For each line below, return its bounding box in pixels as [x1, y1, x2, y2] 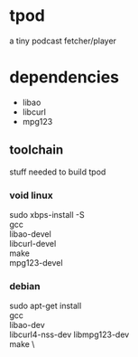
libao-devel [9, 228, 51, 240]
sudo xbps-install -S [9, 209, 85, 220]
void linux [9, 189, 53, 202]
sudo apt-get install [9, 300, 82, 312]
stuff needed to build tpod [9, 166, 106, 177]
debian [9, 279, 41, 292]
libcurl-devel [9, 238, 57, 249]
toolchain [9, 142, 64, 158]
